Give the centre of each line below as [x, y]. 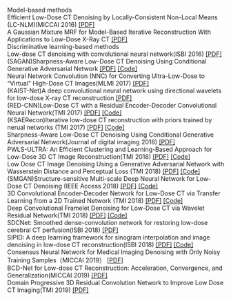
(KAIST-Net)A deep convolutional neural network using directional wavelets [114, 90]
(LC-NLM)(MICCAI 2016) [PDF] [51, 25]
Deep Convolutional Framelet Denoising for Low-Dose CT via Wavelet [106, 208]
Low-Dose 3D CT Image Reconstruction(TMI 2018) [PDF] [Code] [99, 157]
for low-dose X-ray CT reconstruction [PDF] [70, 98]
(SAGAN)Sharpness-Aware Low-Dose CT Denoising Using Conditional [107, 61]
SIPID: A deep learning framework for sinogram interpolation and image [109, 237]
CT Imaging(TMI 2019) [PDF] [48, 290]
